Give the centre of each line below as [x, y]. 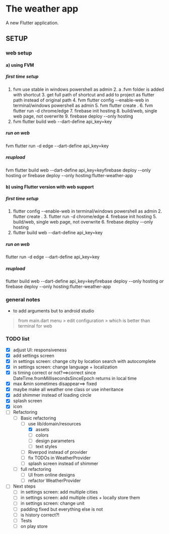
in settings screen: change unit [53, 503]
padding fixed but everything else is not [62, 509]
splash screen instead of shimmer [63, 464]
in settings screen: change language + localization [65, 367]
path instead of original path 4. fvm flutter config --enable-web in [81, 100]
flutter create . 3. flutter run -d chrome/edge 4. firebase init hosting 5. [85, 217]
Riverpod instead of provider [58, 452]
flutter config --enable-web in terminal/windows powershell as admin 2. [88, 211]
